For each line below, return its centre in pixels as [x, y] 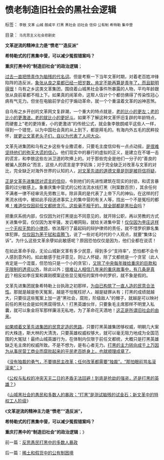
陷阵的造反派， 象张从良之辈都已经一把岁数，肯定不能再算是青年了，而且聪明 [82, 82]
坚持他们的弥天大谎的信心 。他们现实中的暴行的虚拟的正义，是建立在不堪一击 [82, 152]
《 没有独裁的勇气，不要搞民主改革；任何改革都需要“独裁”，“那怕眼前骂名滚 [81, 361]
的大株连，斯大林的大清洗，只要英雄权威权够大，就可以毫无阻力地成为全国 [80, 333]
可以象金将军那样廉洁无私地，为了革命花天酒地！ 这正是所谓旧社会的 [86, 310]
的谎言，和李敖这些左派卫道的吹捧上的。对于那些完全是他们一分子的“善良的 [81, 158]
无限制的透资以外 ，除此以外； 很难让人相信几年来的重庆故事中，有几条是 [78, 269]
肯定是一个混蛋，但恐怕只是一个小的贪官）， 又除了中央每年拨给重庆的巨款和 [81, 263]
